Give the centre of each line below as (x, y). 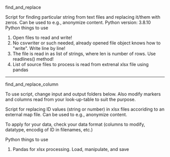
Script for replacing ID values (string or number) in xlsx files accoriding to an (85, 109)
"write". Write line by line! (39, 48)
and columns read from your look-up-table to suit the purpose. (71, 99)
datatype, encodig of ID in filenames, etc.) (49, 130)
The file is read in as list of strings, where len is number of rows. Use (84, 54)
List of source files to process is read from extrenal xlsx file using (81, 64)
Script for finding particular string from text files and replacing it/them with (83, 17)
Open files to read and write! (42, 38)
